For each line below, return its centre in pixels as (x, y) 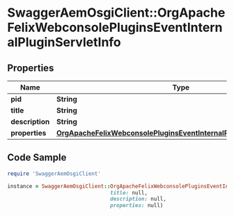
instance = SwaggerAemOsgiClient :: (59, 186)
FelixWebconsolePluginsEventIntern (115, 27)
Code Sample (37, 158)
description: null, (139, 199)
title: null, (129, 192)
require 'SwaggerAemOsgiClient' (54, 174)
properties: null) (137, 206)
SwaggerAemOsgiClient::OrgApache (116, 13)
